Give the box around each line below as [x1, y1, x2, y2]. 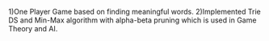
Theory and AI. [8, 24, 58, 33]
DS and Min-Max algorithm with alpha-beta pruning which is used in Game [8, 15, 257, 25]
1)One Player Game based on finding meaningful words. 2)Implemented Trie [8, 7, 261, 16]
